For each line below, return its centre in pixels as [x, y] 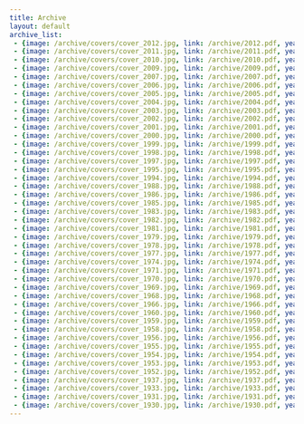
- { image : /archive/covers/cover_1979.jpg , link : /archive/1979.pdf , [147, 236]
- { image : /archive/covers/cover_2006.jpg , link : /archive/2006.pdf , [147, 85]
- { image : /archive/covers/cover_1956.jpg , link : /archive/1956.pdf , [147, 338]
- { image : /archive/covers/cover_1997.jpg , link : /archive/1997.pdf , [147, 161]
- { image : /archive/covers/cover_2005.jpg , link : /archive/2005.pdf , [147, 93]
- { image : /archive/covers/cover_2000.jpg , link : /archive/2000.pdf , [147, 136]
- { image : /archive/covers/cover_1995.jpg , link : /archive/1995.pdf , [147, 169]
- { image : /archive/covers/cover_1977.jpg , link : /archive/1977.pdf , [147, 254]
